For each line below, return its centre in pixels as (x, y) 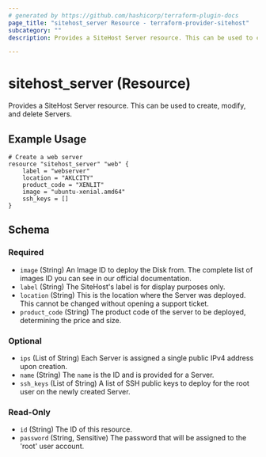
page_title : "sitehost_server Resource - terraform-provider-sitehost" (129, 23)
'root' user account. (52, 446)
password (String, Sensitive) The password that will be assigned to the (133, 438)
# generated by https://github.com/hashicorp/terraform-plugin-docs (123, 15)
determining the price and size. (70, 320)
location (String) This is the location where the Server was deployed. (133, 295)
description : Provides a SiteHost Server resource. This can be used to (131, 38)
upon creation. (44, 366)
